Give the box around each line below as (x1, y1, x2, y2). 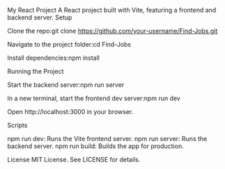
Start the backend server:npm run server (7, 81, 125, 89)
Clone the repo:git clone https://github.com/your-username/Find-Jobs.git (7, 27, 218, 35)
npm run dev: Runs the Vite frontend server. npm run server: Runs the (7, 135, 208, 143)
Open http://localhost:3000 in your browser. (7, 108, 134, 115)
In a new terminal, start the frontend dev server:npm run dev (7, 94, 181, 102)
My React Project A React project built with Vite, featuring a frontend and (7, 6, 217, 14)
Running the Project (7, 67, 64, 75)
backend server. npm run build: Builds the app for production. (7, 142, 184, 150)
